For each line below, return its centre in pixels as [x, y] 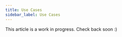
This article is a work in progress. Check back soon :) [61, 29]
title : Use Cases [24, 10]
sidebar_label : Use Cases [33, 15]
